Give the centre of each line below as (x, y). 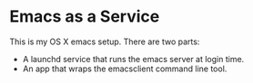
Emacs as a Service (85, 17)
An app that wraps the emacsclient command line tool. (125, 69)
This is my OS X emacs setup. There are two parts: (105, 41)
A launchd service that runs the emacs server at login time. (133, 59)
